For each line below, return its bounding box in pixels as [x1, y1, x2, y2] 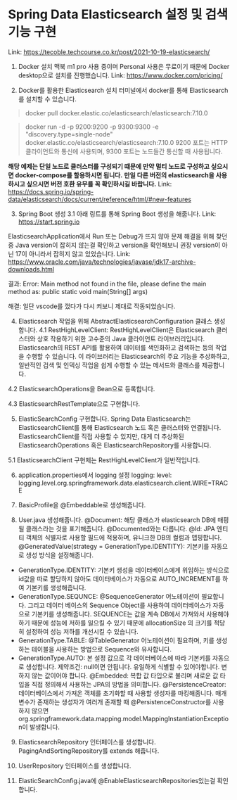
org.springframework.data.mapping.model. [18, 714, 143, 723]
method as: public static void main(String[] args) [8, 287, 148, 296]
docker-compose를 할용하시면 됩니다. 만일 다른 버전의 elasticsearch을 [15, 170, 215, 179]
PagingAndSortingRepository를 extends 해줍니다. [18, 747, 160, 755]
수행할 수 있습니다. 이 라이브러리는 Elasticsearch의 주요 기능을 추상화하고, [25, 352, 229, 360]
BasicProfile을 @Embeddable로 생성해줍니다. [18, 500, 146, 509]
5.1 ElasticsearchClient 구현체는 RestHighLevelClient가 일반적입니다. [8, 455, 200, 464]
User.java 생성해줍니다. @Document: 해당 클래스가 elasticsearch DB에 [18, 515, 217, 524]
